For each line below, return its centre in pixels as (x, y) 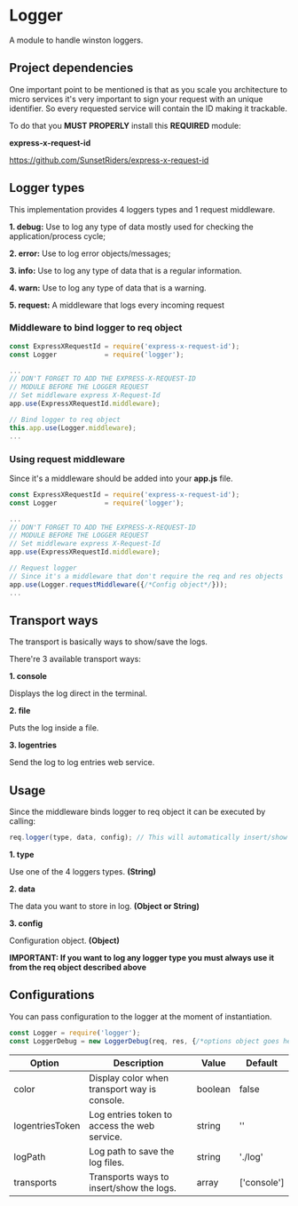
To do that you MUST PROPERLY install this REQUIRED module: (125, 125)
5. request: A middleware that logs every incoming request (117, 305)
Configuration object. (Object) (64, 941)
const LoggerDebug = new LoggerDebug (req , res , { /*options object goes (144, 1041)
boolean (213, 1089)
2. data (22, 889)
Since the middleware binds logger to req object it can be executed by (137, 812)
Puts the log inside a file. (54, 728)
